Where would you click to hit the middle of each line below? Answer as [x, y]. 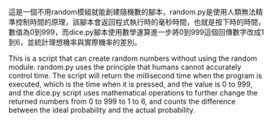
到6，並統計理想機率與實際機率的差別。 [75, 42]
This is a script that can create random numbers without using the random [133, 58]
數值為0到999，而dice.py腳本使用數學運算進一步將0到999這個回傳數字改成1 [136, 32]
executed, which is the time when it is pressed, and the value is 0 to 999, [131, 84]
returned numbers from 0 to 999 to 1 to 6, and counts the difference [122, 101]
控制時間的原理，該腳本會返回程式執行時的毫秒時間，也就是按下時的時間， [140, 22]
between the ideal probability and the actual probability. [102, 110]
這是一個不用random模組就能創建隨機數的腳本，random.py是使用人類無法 [132, 12]
